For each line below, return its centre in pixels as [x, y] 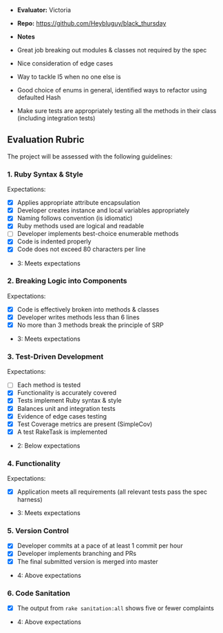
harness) [30, 500]
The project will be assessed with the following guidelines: [90, 156]
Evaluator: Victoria [44, 10]
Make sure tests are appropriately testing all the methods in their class [117, 111]
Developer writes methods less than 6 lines [78, 317]
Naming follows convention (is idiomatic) [75, 218]
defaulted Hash [39, 97]
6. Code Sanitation [39, 593]
